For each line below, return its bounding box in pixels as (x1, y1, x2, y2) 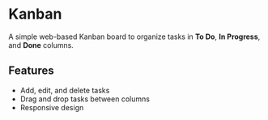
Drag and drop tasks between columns (19, 94, 150, 104)
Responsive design (19, 102, 84, 112)
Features (8, 64, 54, 78)
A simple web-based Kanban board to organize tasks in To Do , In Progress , (8, 32, 261, 41)
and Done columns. (8, 40, 74, 49)
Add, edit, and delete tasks (19, 85, 110, 95)
